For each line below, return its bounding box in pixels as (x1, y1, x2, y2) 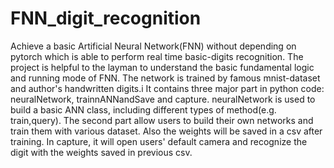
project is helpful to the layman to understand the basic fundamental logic (10, 61, 315, 73)
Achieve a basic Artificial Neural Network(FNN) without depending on (10, 40, 297, 52)
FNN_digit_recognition (10, 7, 202, 30)
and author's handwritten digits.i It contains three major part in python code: (10, 82, 325, 94)
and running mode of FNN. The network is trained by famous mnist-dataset (10, 72, 321, 84)
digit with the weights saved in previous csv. (10, 146, 193, 158)
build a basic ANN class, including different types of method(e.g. (10, 103, 277, 116)
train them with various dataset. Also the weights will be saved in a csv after (10, 125, 323, 137)
